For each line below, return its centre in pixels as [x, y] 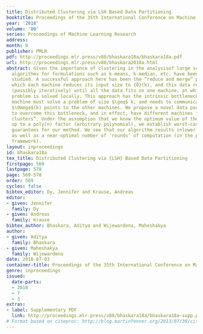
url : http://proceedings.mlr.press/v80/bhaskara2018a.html [82, 62]
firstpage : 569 [25, 164]
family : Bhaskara [34, 243]
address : [17, 40]
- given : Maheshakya [32, 248]
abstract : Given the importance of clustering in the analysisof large [98, 68]
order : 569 [20, 181]
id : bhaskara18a [27, 152]
